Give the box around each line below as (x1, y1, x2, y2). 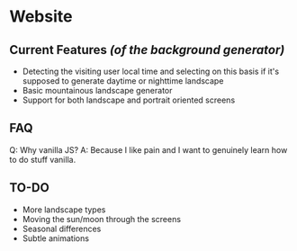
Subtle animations (22, 232, 90, 244)
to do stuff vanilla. (9, 154, 76, 165)
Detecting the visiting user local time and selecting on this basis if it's (22, 66, 280, 76)
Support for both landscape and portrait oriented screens (22, 94, 236, 105)
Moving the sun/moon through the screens (22, 213, 182, 224)
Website (9, 6, 73, 27)
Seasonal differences (22, 223, 102, 234)
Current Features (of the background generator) (9, 42, 285, 58)
